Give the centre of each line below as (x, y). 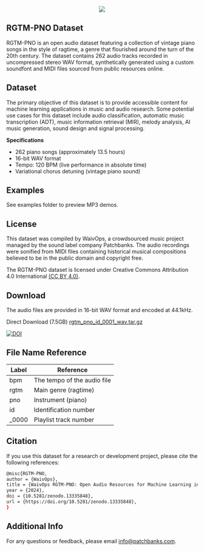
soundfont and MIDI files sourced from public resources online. (85, 68)
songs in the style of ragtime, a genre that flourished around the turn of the (100, 49)
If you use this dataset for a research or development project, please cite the (102, 456)
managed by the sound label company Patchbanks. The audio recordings (98, 245)
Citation (22, 441)
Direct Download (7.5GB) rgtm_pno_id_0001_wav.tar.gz (74, 322)
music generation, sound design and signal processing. (76, 128)
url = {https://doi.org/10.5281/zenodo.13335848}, (72, 502)
